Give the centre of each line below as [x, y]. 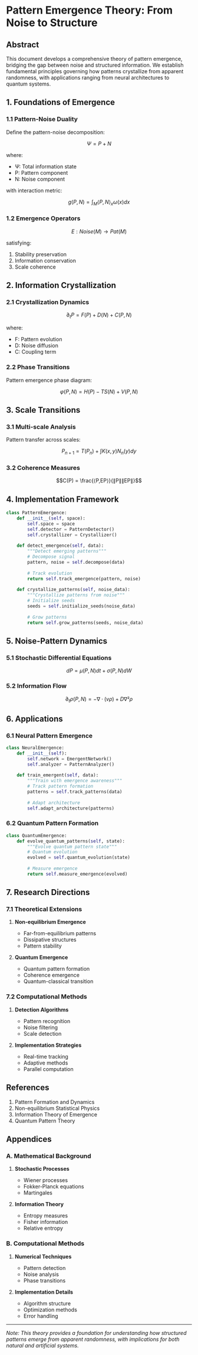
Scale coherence [35, 267]
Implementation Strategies [48, 1045]
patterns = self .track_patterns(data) [75, 792]
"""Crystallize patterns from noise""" [76, 595]
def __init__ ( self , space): [51, 518]
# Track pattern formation [60, 786]
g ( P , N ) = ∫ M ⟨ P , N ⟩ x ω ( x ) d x [99, 203]
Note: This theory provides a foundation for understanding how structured [96, 1333]
